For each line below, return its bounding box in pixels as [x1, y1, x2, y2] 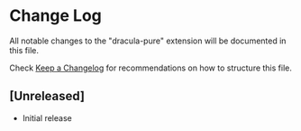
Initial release [22, 112, 72, 123]
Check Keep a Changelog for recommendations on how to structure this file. [9, 62, 293, 73]
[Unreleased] [9, 89, 86, 104]
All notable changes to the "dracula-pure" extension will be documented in [9, 35, 287, 46]
